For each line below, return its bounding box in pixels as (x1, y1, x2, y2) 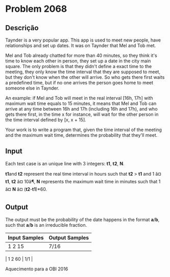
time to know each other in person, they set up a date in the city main (5, 58, 151, 64)
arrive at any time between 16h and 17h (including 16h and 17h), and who (5, 106, 158, 112)
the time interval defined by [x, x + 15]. (5, 117, 87, 123)
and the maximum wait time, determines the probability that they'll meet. (5, 132, 158, 138)
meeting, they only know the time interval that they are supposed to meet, (5, 69, 161, 75)
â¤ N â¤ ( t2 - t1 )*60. (5, 186, 47, 192)
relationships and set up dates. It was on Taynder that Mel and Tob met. (5, 42, 156, 49)
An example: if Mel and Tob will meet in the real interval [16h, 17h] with (5, 95, 153, 101)
